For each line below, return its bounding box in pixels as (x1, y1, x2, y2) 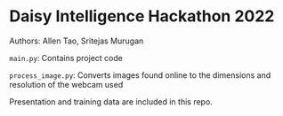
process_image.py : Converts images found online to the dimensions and (9, 69, 271, 81)
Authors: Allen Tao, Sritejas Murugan (9, 35, 144, 46)
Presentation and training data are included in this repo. (9, 96, 214, 107)
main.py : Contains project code (9, 52, 123, 63)
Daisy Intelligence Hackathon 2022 (9, 6, 275, 27)
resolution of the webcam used (9, 79, 124, 89)
